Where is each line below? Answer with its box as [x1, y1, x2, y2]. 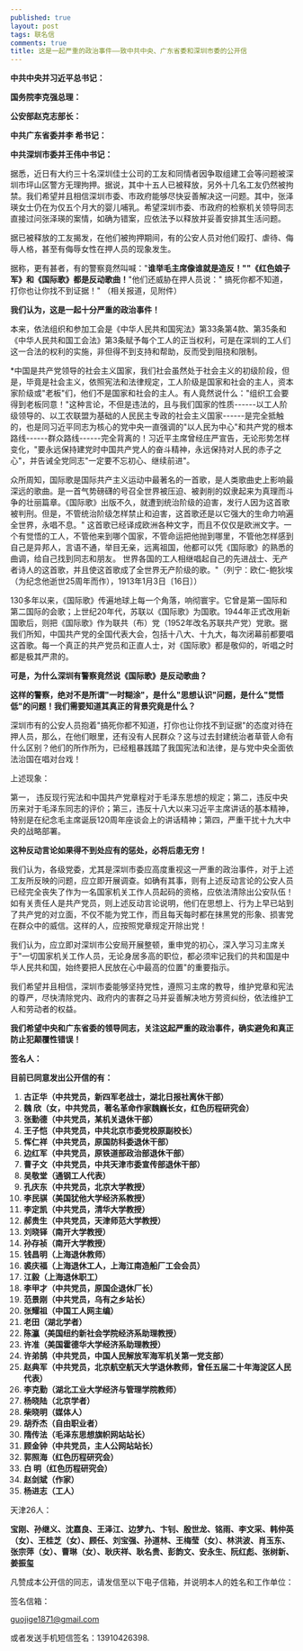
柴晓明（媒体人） [22, 1407, 87, 1418]
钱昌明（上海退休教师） [22, 1249, 111, 1260]
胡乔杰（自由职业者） [22, 1418, 102, 1429]
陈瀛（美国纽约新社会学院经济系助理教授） [22, 1328, 182, 1338]
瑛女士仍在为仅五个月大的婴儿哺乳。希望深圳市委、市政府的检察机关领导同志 [10, 202, 294, 213]
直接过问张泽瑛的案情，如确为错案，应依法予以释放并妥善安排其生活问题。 [10, 213, 286, 224]
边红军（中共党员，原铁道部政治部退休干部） [22, 1148, 190, 1158]
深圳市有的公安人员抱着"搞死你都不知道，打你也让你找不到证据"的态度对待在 [10, 720, 294, 730]
